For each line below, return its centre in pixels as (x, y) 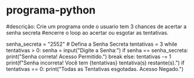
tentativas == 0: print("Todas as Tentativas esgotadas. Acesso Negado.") (95, 69)
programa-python (51, 10)
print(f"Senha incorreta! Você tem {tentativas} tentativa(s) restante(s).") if (95, 63)
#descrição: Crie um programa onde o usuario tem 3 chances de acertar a (96, 26)
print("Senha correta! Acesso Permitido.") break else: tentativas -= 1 (89, 56)
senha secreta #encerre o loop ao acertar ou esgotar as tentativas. (88, 32)
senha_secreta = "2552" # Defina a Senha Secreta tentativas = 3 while (92, 44)
